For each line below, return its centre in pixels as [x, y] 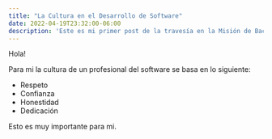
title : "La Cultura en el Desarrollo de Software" [96, 16]
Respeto [34, 85]
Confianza [37, 94]
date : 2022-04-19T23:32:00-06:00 [65, 23]
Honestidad [39, 103]
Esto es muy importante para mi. [63, 127]
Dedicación [39, 111]
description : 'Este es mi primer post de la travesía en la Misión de [130, 31]
